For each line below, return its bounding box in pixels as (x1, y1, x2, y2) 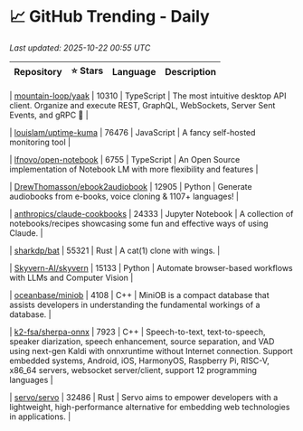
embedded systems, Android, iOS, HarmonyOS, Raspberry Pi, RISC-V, (9, 355, 270, 366)
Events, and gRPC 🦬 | (9, 109, 89, 120)
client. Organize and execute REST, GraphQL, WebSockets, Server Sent (9, 99, 276, 110)
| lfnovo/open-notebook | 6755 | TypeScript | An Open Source (9, 154, 241, 164)
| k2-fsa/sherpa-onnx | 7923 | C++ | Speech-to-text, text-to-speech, (9, 326, 266, 337)
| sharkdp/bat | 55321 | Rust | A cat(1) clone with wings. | (9, 245, 221, 256)
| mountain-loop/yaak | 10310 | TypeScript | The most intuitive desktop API (9, 90, 287, 101)
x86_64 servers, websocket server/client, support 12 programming (9, 364, 258, 375)
